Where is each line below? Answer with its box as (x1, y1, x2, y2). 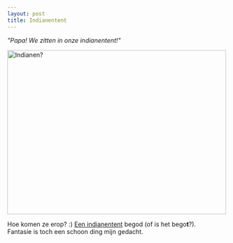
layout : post (7, 10, 45, 18)
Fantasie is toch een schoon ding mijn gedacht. (7, 227, 143, 235)
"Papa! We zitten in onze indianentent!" (7, 36, 121, 44)
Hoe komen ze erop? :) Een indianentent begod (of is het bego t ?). (7, 220, 197, 228)
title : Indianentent (7, 17, 68, 24)
